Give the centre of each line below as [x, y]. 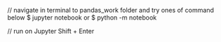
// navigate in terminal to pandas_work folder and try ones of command [110, 10]
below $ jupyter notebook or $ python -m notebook [82, 17]
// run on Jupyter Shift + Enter [51, 31]
